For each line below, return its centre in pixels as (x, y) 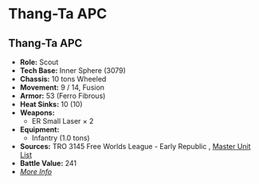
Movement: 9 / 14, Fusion (62, 87)
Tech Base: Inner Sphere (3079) (73, 71)
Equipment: (39, 129)
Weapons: (37, 113)
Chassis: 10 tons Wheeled (63, 79)
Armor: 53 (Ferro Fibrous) (63, 96)
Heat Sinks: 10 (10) (51, 104)
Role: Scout (39, 62)
